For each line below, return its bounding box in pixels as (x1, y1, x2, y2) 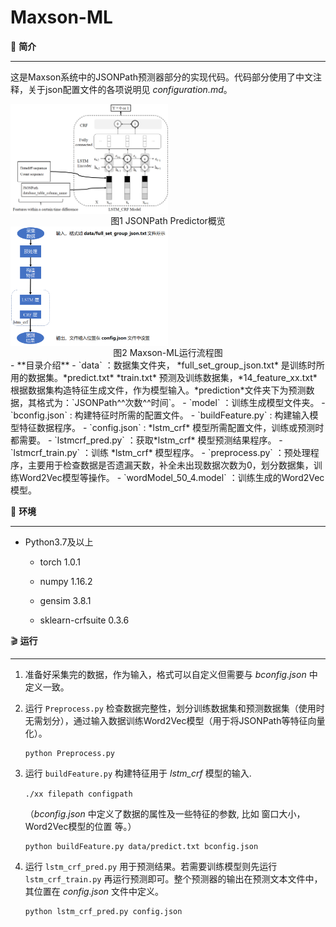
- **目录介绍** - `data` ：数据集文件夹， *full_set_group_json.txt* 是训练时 (10, 359, 317, 371)
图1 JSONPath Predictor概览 (110, 214, 226, 226)
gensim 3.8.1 (39, 594, 92, 606)
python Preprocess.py (24, 748, 115, 758)
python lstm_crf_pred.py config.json (24, 906, 183, 916)
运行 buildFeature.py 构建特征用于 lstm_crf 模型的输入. (24, 767, 252, 779)
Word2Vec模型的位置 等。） (24, 820, 137, 832)
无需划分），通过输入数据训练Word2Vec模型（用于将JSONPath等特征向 (24, 714, 317, 726)
